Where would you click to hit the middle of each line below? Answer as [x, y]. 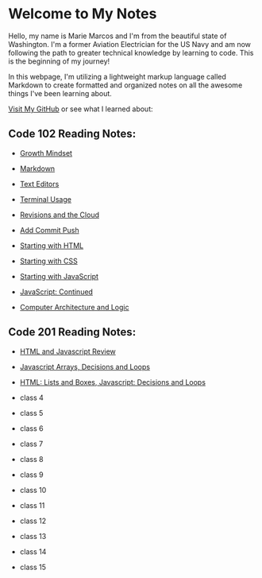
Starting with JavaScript [59, 276]
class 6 [31, 428]
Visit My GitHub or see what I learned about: [81, 109]
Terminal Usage [45, 199]
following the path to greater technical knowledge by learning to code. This [131, 52]
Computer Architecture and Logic [74, 307]
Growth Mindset [46, 153]
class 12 [33, 521]
